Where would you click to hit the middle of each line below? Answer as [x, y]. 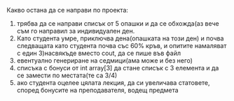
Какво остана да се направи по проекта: [68, 10]
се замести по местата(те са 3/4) [67, 75]
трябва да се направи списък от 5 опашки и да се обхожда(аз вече [118, 23]
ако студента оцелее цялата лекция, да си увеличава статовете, [113, 83]
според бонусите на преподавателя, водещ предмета [98, 90]
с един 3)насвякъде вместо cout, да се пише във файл [99, 53]
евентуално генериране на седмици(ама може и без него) [105, 61]
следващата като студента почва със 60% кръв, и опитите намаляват [122, 46]
